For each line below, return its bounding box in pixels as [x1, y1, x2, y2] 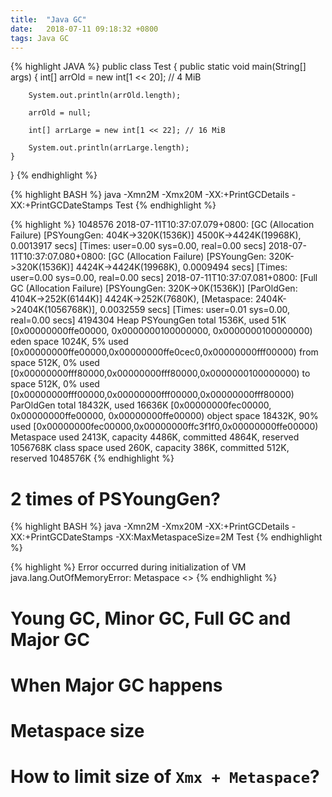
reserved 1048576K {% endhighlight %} [10, 452, 175, 465]
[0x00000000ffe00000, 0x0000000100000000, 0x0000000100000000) [10, 325, 313, 337]
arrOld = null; [28, 108, 92, 118]
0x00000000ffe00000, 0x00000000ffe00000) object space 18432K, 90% [10, 410, 319, 422]
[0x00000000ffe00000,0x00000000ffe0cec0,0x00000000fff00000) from [10, 346, 319, 358]
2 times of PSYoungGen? [10, 487, 221, 510]
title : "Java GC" [10, 14, 87, 25]
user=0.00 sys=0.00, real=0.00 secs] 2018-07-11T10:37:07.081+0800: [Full [10, 272, 318, 284]
